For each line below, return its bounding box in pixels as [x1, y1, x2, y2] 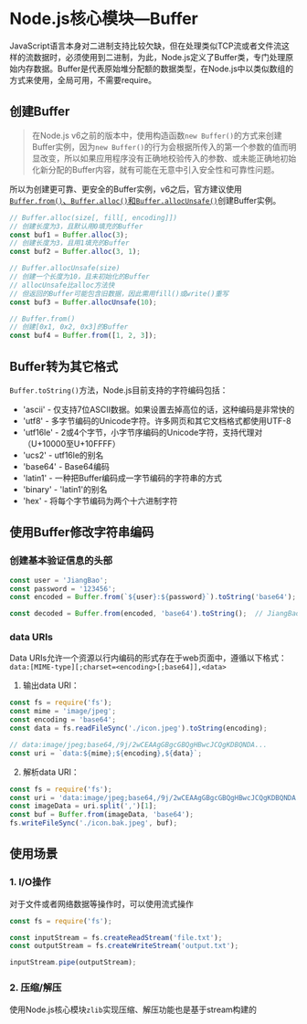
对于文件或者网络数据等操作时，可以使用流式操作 [9, 898, 194, 909]
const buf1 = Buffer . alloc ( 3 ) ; [9, 230, 129, 239]
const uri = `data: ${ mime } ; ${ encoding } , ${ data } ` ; [9, 748, 203, 758]
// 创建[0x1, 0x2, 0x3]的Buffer [9, 322, 129, 332]
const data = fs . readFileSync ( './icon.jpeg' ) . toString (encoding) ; [9, 723, 268, 734]
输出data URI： [22, 680, 79, 691]
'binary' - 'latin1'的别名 [22, 483, 108, 494]
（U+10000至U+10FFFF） [22, 438, 121, 449]
